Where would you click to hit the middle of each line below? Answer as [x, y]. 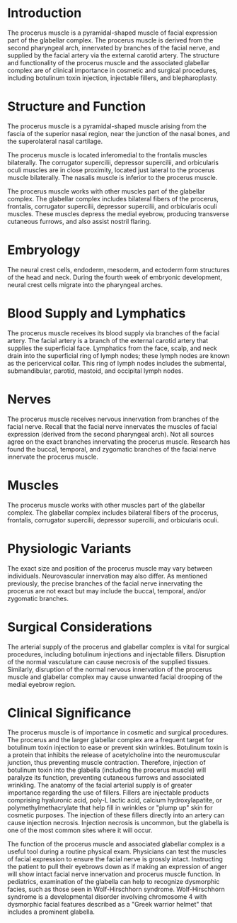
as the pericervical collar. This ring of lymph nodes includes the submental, [117, 363]
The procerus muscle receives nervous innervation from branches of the [113, 419]
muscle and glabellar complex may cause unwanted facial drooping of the [115, 677]
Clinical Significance [69, 713]
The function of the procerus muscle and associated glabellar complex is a [116, 844]
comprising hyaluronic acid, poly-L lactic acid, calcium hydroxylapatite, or [115, 800]
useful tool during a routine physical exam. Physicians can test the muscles [117, 851]
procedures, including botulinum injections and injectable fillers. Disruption [116, 654]
